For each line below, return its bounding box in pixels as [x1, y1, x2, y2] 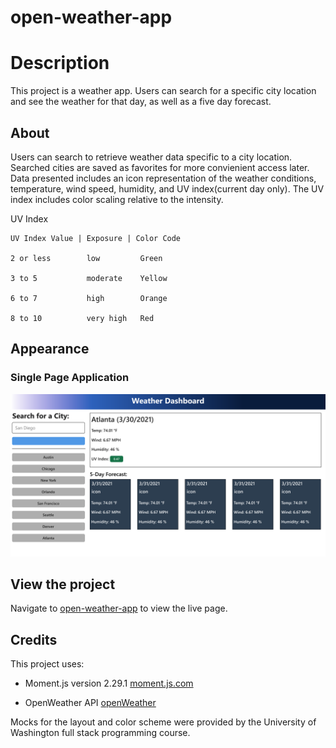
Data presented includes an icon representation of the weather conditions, [10, 172, 317, 184]
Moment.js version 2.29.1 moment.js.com [24, 677, 194, 690]
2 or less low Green [10, 253, 163, 263]
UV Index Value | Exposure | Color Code [10, 233, 182, 243]
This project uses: [10, 658, 85, 670]
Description [10, 52, 110, 75]
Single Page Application [10, 371, 130, 385]
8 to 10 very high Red [10, 313, 155, 323]
